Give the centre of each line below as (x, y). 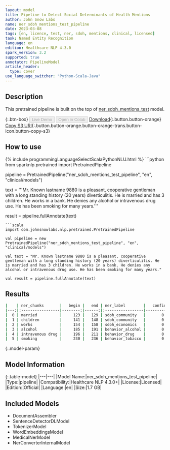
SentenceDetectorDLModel (41, 421)
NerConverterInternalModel (41, 442)
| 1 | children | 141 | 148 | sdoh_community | (76, 320)
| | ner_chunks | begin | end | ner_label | (76, 306)
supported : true (22, 57)
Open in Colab (72, 119)
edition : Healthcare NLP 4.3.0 (38, 48)
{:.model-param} (23, 348)
